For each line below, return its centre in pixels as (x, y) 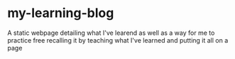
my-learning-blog (61, 13)
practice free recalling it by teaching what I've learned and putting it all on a (118, 40)
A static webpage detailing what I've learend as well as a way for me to (111, 33)
